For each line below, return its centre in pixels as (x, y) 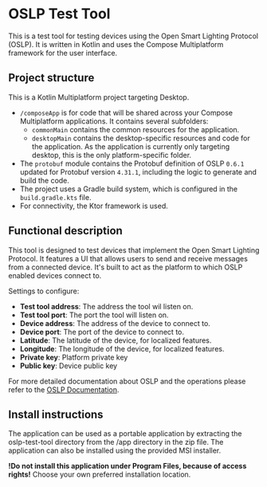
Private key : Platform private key (74, 357)
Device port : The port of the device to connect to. (102, 332)
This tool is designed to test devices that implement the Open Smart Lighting (134, 250)
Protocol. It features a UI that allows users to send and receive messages (128, 258)
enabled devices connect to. (55, 275)
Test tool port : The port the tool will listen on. (94, 315)
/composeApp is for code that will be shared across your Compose (126, 112)
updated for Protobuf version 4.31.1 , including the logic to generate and (138, 171)
